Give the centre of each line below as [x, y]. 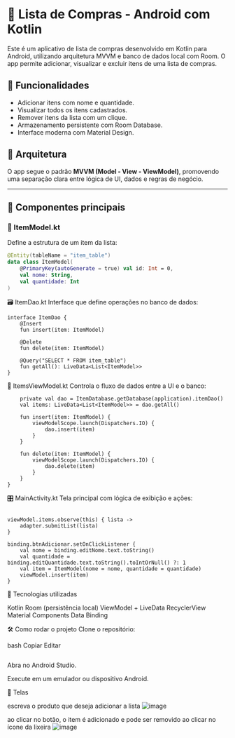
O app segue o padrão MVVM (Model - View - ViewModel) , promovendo [113, 171]
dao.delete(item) [70, 466]
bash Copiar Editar [34, 645]
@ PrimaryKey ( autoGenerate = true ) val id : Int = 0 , [97, 269]
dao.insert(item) [70, 429]
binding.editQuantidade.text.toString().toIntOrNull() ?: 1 [97, 563]
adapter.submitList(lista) [59, 525]
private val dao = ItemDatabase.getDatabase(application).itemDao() [122, 398]
